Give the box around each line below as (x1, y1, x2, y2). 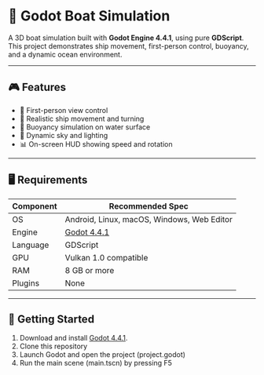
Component (12, 200, 57, 211)
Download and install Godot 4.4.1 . (19, 333, 128, 343)
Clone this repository (19, 341, 88, 351)
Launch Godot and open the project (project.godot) (19, 350, 186, 359)
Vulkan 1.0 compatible (64, 252, 148, 263)
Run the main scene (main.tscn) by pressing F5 (19, 359, 173, 368)
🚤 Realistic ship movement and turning (19, 114, 145, 123)
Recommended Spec (108, 200, 189, 211)
